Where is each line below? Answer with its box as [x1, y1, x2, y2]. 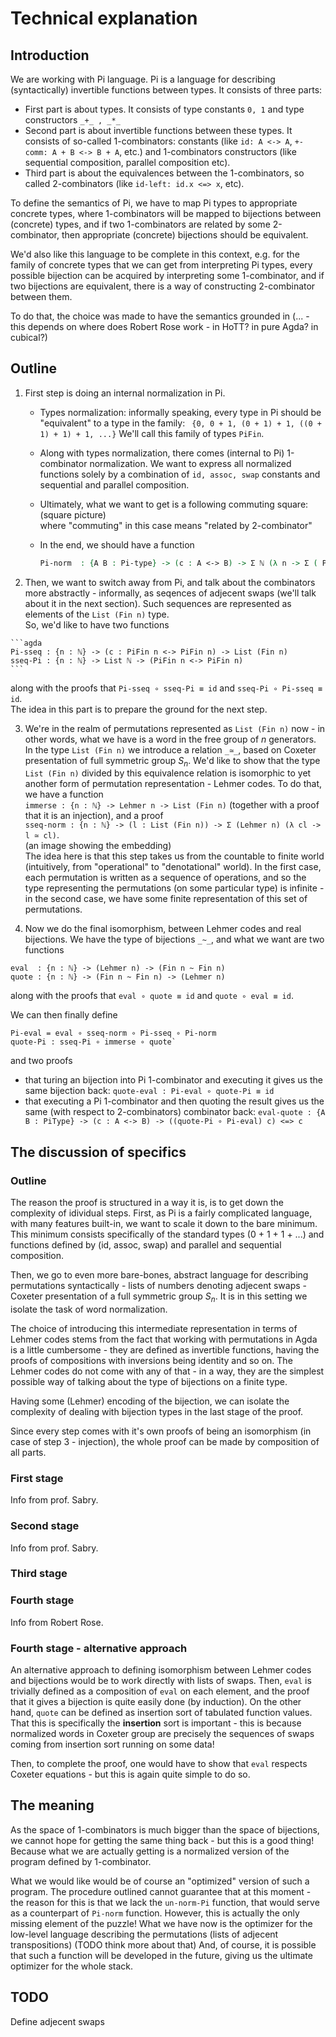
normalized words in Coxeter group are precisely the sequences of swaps [10, 1728, 315, 1740]
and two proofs [10, 1055, 73, 1067]
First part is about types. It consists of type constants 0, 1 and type [24, 103, 305, 115]
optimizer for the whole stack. [10, 1960, 134, 1972]
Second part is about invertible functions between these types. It [24, 125, 293, 136]
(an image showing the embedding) [24, 840, 172, 852]
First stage [10, 1471, 64, 1485]
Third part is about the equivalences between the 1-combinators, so [24, 167, 305, 179]
